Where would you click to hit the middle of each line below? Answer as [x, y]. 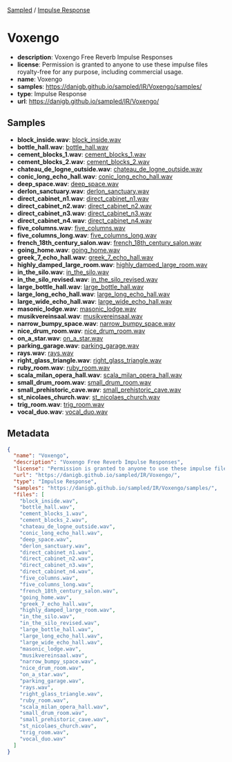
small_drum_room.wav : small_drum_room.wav [84, 382]
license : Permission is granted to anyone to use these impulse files [113, 64]
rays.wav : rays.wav [45, 353]
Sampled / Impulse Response [49, 10]
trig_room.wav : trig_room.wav [61, 404]
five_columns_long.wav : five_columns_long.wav [87, 235]
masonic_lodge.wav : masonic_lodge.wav [77, 309]
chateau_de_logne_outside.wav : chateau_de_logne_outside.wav [109, 169]
